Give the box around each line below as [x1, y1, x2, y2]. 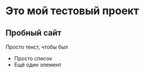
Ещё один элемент [14, 61, 62, 68]
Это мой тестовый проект [5, 4, 139, 18]
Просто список [14, 55, 52, 62]
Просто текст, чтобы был [5, 43, 68, 50]
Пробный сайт [5, 28, 62, 38]
